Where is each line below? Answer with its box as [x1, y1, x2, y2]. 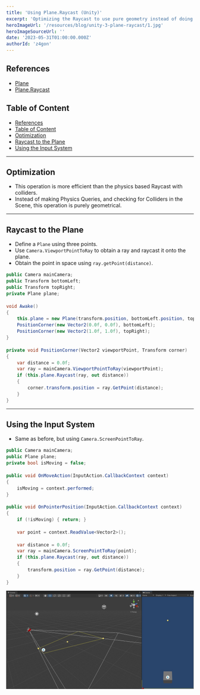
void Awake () [6, 303, 39, 309]
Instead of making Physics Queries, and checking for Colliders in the [14, 195, 183, 202]
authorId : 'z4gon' [6, 41, 52, 47]
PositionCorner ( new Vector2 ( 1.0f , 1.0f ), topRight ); [17, 328, 151, 335]
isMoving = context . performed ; [17, 485, 95, 491]
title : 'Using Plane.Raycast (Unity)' [6, 10, 102, 15]
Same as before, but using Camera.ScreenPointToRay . [14, 435, 144, 442]
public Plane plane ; [6, 454, 58, 460]
